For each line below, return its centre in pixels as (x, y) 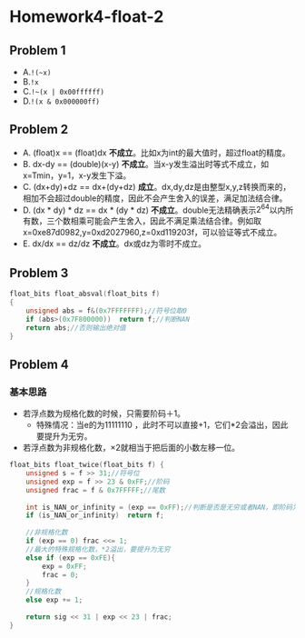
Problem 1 (38, 50)
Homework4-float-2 (87, 17)
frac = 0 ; (60, 574)
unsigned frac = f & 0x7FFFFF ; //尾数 (96, 490)
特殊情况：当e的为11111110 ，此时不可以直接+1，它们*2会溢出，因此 (162, 425)
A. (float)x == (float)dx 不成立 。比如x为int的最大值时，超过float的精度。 (156, 153)
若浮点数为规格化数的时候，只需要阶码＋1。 (104, 414)
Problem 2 (39, 130)
